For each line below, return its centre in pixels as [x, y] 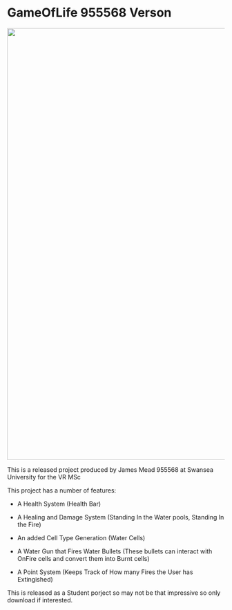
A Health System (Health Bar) [59, 504]
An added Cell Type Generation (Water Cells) [81, 537]
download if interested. [40, 600]
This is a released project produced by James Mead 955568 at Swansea [110, 469]
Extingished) [35, 579]
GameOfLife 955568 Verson [89, 13]
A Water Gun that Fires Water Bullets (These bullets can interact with [115, 551]
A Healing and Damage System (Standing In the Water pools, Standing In [120, 517]
